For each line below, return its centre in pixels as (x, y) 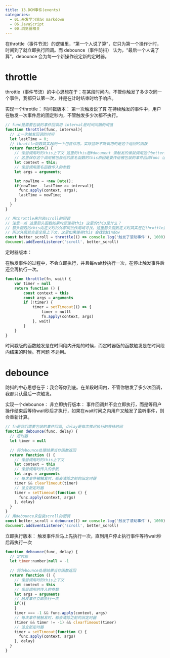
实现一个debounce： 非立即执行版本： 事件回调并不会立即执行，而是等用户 (83, 404)
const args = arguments (48, 298)
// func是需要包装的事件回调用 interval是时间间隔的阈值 (59, 125)
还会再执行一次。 (23, 269)
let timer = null (28, 441)
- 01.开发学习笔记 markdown (37, 19)
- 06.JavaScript (27, 24)
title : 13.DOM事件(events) (33, 10)
